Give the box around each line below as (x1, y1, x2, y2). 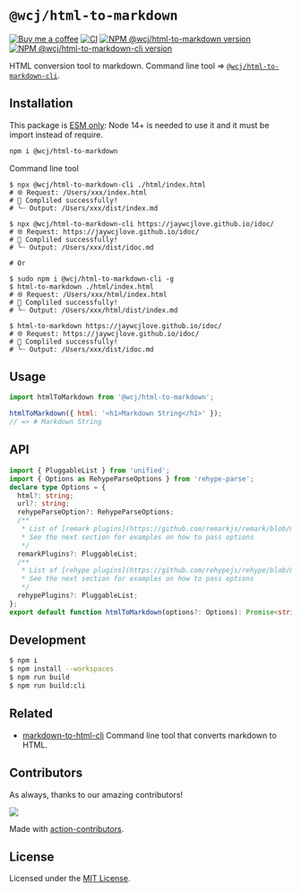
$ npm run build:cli (9, 681, 87, 690)
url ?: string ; (17, 499, 70, 508)
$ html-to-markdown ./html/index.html (9, 281, 154, 291)
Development (9, 633, 87, 648)
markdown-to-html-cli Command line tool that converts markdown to (21, 730, 278, 740)
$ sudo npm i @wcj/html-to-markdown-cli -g (9, 274, 175, 283)
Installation (9, 96, 73, 111)
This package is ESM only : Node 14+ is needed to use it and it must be (9, 119, 270, 130)
